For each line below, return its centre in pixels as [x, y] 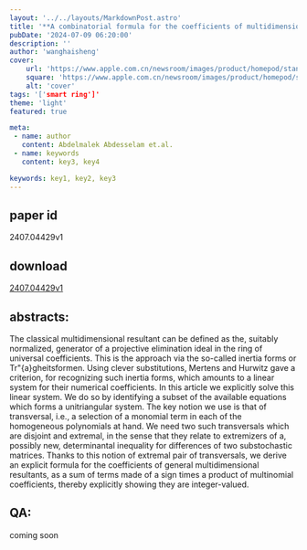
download [38, 266]
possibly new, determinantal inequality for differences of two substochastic [151, 445]
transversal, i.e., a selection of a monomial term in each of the [126, 416]
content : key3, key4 [61, 162]
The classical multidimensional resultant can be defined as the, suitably [144, 338]
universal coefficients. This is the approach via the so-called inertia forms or [153, 358]
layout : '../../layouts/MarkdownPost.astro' [95, 18]
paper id [33, 215]
